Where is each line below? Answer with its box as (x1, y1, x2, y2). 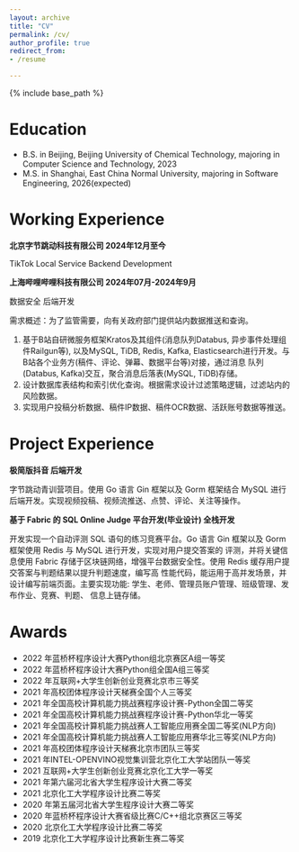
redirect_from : (9, 47, 66, 56)
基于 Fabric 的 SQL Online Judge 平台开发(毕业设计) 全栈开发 (9, 514, 235, 525)
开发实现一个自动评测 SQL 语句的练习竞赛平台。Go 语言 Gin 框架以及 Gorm (9, 533, 286, 544)
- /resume (9, 55, 47, 64)
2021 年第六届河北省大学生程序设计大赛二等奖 (22, 776, 193, 787)
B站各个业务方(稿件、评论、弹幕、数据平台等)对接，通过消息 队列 (22, 357, 265, 367)
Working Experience (9, 209, 165, 230)
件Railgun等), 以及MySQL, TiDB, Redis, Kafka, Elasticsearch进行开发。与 (22, 345, 290, 356)
